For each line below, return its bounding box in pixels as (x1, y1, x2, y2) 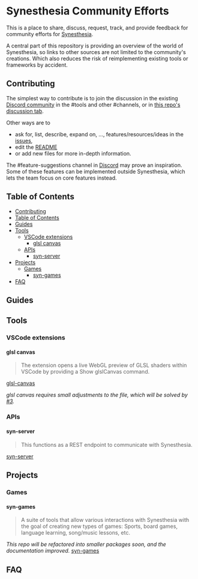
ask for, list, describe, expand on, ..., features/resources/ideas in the (14, 130, 184, 138)
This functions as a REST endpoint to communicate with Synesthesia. (20, 441, 193, 448)
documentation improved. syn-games (6, 547, 100, 554)
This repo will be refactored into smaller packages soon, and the (6, 541, 166, 548)
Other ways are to (6, 119, 51, 126)
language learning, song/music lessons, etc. (20, 529, 131, 536)
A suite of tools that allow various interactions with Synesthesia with (20, 517, 190, 524)
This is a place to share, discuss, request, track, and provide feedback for (6, 24, 188, 31)
